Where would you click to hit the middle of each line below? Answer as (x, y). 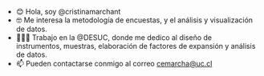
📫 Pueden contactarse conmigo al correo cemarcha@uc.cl (114, 64)
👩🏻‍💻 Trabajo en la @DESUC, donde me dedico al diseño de (114, 38)
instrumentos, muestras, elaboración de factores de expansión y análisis (136, 46)
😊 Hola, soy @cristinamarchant (68, 12)
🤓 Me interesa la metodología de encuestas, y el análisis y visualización (134, 20)
